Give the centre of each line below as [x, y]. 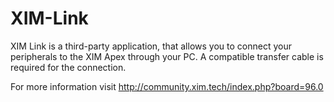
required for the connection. [68, 67]
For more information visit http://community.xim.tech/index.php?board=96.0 [167, 86]
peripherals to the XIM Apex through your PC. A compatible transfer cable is [167, 56]
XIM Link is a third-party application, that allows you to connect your [151, 46]
